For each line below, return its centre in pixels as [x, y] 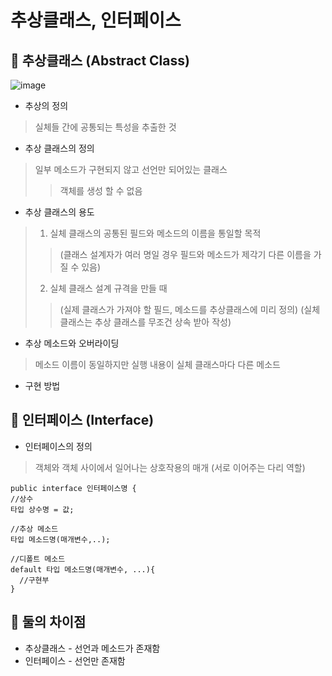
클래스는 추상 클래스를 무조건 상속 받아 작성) [145, 322]
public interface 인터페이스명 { [73, 488]
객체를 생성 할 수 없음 [101, 190]
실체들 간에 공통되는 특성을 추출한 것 [105, 127]
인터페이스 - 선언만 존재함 [75, 660]
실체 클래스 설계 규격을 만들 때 [108, 288]
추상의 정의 [46, 105]
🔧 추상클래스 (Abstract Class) [100, 60]
